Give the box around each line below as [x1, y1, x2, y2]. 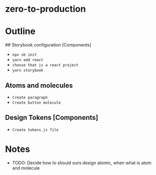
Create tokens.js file [12, 127, 59, 132]
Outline [5, 26, 36, 37]
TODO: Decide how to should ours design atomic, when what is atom [12, 160, 152, 166]
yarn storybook [12, 68, 44, 73]
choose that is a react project [12, 63, 78, 68]
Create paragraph [12, 95, 48, 100]
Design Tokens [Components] [5, 113, 99, 122]
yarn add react [12, 58, 44, 63]
